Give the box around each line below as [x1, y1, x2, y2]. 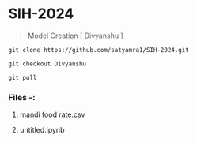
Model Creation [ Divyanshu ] [27, 31, 124, 40]
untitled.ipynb [19, 125, 65, 135]
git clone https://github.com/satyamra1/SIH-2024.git [8, 46, 190, 54]
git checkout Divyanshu [8, 60, 87, 68]
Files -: [8, 92, 36, 103]
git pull [8, 73, 37, 81]
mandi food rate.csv [19, 110, 85, 119]
